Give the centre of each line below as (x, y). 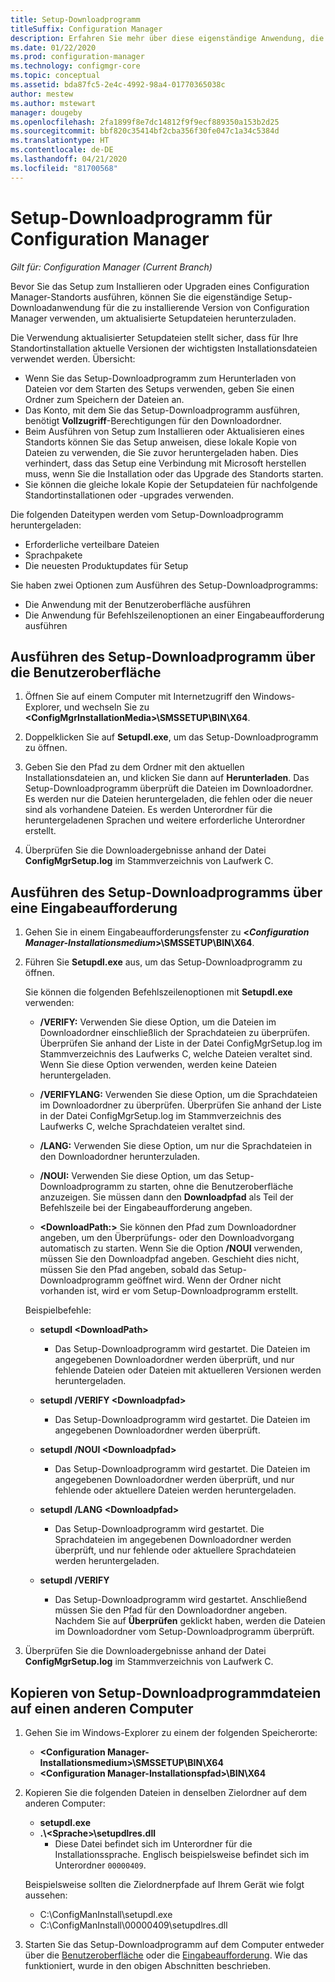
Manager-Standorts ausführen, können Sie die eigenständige (136, 297)
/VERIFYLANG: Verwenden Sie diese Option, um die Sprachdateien (178, 1095)
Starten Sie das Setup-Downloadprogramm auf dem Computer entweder (174, 1944)
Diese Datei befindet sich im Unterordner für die (153, 1844)
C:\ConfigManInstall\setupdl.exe (106, 1914)
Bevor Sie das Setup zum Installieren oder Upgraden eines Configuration (160, 286)
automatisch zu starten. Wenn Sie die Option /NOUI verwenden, (171, 1248)
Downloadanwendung (55, 307)
